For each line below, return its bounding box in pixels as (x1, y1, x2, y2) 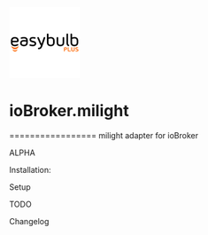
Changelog (9, 215, 50, 226)
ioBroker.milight (9, 101, 130, 121)
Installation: (9, 164, 51, 175)
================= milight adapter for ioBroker (9, 129, 199, 140)
